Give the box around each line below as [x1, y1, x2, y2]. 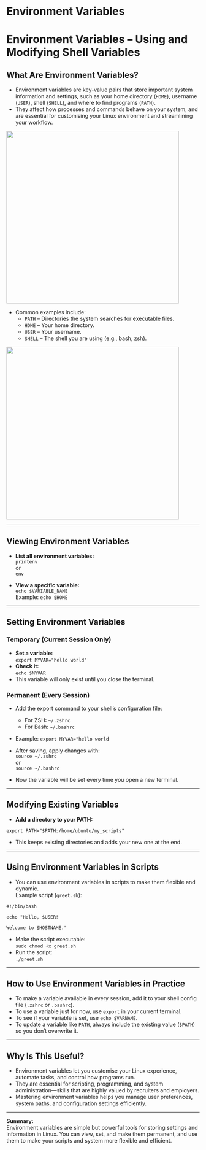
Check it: [15, 662, 39, 670]
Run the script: [15, 948, 53, 955]
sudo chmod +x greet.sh [15, 943, 77, 949]
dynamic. [15, 885, 39, 892]
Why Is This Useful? [6, 1051, 85, 1061]
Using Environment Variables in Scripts [6, 862, 159, 873]
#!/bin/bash [6, 903, 37, 909]
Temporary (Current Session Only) [6, 635, 112, 644]
